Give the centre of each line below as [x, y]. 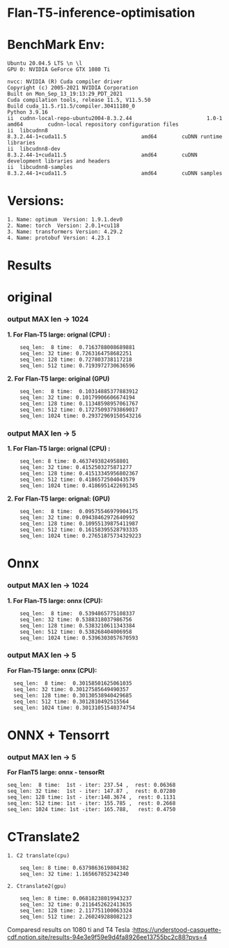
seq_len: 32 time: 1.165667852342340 [74, 874]
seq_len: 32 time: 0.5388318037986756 [76, 619]
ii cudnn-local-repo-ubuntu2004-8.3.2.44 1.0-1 [115, 119]
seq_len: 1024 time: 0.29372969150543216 [80, 416]
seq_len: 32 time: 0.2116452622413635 [76, 905]
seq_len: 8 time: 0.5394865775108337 [78, 613]
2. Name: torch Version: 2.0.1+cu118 [63, 226]
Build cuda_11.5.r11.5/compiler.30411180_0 [71, 106]
